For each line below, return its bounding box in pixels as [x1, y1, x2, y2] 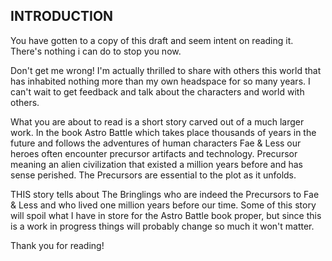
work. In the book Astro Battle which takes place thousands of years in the [10, 126, 317, 138]
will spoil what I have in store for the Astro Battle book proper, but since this [10, 209, 322, 221]
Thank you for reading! [10, 239, 105, 251]
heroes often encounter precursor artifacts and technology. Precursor [10, 147, 298, 159]
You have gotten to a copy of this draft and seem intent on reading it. [10, 34, 294, 46]
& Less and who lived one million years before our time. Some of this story [10, 199, 317, 211]
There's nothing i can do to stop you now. [10, 45, 182, 57]
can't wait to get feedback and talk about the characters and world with [10, 85, 305, 98]
